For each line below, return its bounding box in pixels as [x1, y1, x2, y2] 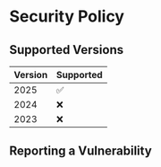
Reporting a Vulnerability [9, 144, 152, 159]
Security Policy [9, 6, 125, 27]
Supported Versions [9, 42, 123, 57]
